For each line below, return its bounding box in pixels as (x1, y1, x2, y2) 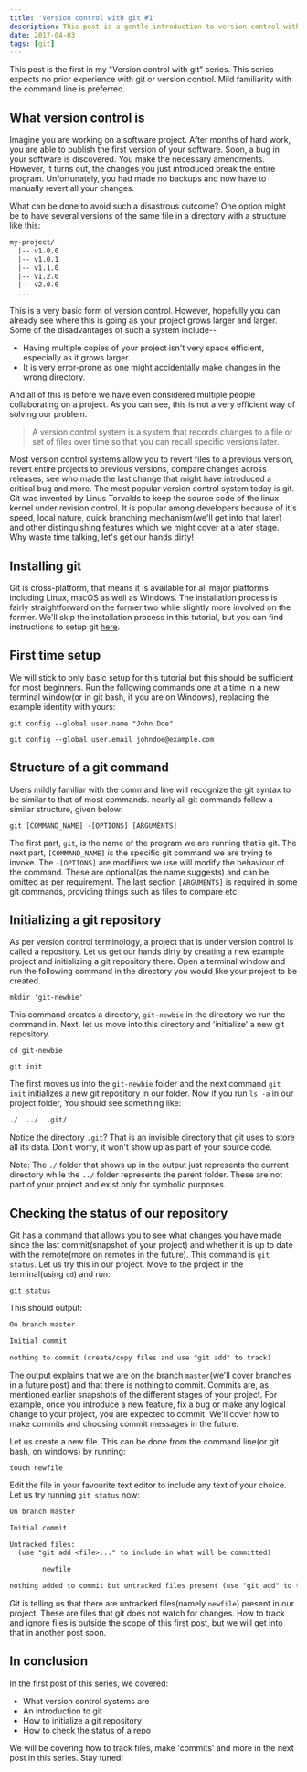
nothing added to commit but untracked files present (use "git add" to (9, 1582, 292, 1591)
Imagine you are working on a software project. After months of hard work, (9, 134, 291, 145)
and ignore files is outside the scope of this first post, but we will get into (9, 1617, 283, 1628)
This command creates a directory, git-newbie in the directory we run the (9, 1009, 286, 1020)
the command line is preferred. (9, 83, 126, 94)
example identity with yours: (9, 701, 116, 712)
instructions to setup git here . (9, 621, 121, 632)
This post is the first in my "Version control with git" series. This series (9, 64, 274, 75)
